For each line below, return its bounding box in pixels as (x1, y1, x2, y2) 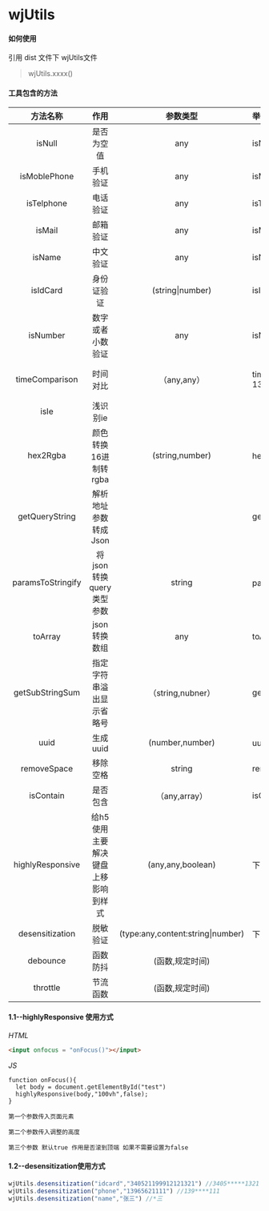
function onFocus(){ (8, 1076, 78, 1084)
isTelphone (26, 198, 68, 209)
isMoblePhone (19, 170, 74, 182)
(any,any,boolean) (147, 859, 216, 870)
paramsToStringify (12, 576, 82, 587)
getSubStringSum (13, 687, 80, 698)
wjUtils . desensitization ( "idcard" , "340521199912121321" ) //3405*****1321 (8, 1179, 260, 1188)
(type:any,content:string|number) (118, 928, 245, 939)
